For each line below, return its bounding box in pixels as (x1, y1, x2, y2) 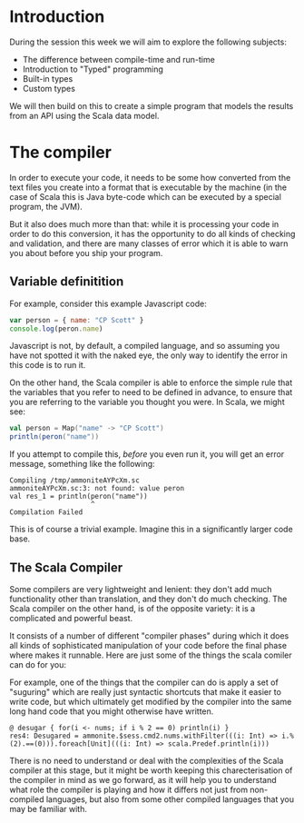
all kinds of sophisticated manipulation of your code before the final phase (9, 640, 288, 650)
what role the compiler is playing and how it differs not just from (9, 784, 248, 795)
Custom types (22, 83, 75, 94)
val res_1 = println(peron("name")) (9, 492, 148, 501)
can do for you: (9, 659, 66, 669)
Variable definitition (9, 274, 124, 290)
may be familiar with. (9, 804, 88, 814)
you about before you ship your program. (9, 247, 163, 258)
